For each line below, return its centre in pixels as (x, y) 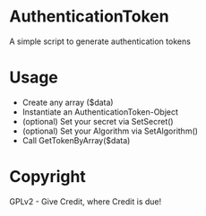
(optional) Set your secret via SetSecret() (98, 121)
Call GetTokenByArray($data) (76, 140)
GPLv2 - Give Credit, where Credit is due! (86, 201)
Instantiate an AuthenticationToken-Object (100, 112)
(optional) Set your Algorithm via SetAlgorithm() (110, 131)
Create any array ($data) (68, 102)
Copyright (48, 177)
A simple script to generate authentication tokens (100, 41)
